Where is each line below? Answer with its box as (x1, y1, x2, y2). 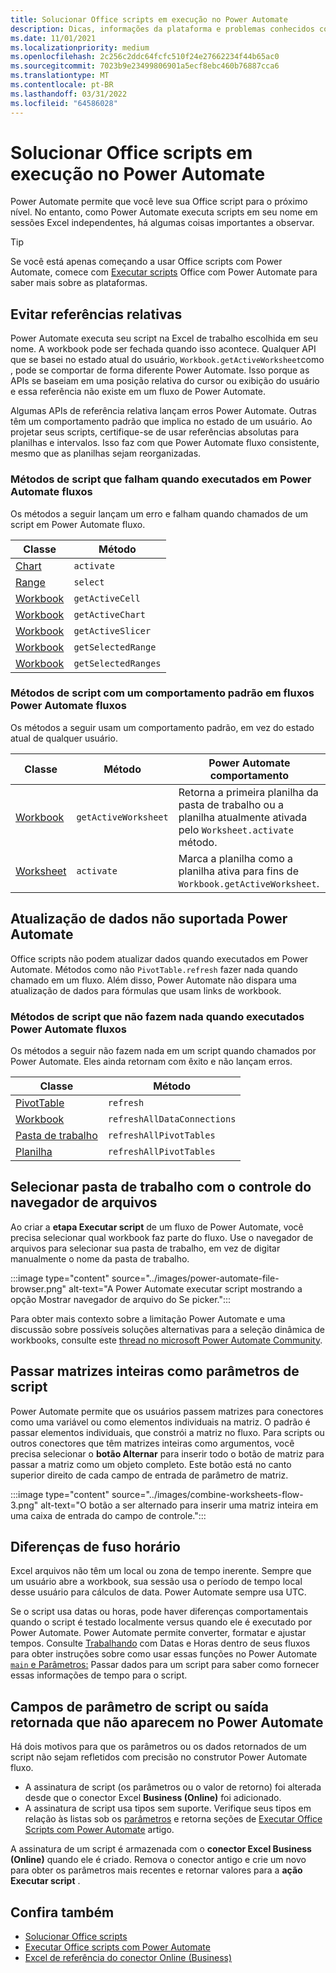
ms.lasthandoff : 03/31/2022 (10, 89, 128, 99)
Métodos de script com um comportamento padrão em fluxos (10, 686, 315, 700)
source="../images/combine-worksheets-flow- (111, 1488, 304, 1500)
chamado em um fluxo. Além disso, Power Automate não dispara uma (10, 974, 297, 986)
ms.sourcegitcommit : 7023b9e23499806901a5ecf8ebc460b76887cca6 (10, 61, 280, 71)
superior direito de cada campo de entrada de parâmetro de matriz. (10, 1469, 289, 1481)
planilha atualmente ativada (178, 810, 308, 824)
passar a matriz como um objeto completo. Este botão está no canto (10, 1458, 292, 1470)
